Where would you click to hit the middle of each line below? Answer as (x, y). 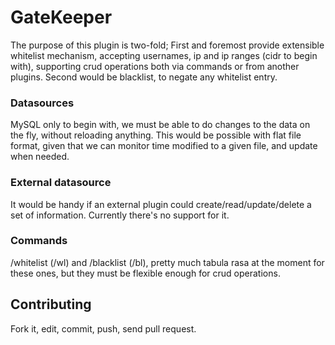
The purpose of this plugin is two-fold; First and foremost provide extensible (167, 45)
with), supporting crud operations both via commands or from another (155, 66)
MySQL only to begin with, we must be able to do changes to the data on (160, 125)
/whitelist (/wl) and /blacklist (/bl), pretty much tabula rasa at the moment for (167, 262)
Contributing (51, 304)
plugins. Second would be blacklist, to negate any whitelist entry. (144, 77)
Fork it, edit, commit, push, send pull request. (103, 328)
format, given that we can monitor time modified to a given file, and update (164, 146)
